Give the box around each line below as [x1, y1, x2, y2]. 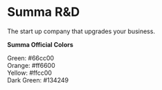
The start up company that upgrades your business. [7, 27, 156, 35]
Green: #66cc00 [7, 53, 54, 62]
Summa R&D [7, 4, 80, 20]
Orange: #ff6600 [7, 61, 55, 69]
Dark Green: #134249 [7, 75, 69, 84]
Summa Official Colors [7, 40, 74, 48]
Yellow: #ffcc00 [7, 69, 52, 77]
